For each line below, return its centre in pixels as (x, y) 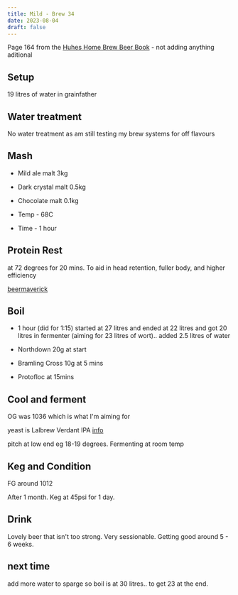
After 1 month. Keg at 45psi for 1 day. (61, 497)
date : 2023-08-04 (33, 21)
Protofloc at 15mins (46, 377)
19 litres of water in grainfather (52, 94)
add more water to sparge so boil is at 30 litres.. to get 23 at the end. (108, 584)
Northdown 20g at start (52, 349)
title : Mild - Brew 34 (41, 14)
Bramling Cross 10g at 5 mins (60, 364)
